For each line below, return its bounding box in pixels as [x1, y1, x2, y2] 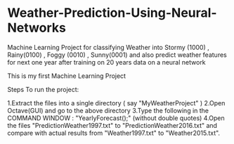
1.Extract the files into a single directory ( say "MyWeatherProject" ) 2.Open [7, 98, 226, 107]
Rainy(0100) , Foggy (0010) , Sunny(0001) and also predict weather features [7, 51, 227, 59]
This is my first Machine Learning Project [7, 72, 126, 80]
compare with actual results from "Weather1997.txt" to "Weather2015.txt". [7, 129, 220, 137]
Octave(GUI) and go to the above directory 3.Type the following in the [7, 106, 209, 114]
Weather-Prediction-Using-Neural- [7, 5, 217, 21]
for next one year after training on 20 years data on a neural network [7, 58, 206, 66]
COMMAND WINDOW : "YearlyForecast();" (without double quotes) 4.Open [7, 114, 225, 122]
